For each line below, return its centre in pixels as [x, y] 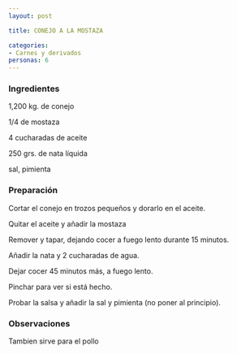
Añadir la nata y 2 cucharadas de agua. [74, 255]
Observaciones [39, 323]
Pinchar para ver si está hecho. [60, 287]
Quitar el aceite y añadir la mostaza [67, 223]
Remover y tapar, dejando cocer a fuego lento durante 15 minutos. [119, 240]
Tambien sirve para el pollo [54, 341]
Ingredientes [34, 88]
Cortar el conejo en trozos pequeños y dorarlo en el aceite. [107, 208]
